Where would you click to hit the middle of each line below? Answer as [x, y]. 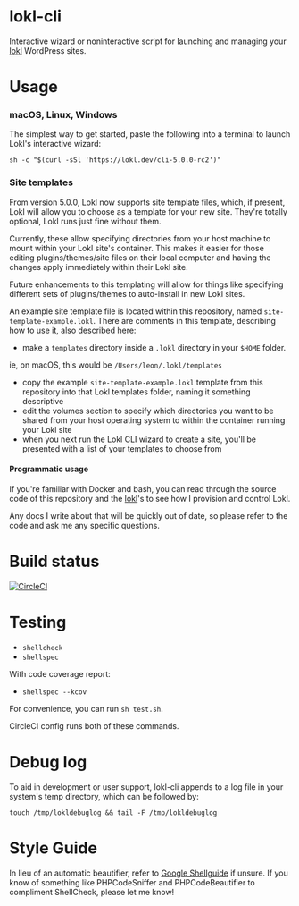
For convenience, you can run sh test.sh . [86, 708]
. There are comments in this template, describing [185, 320]
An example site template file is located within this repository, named [136, 311]
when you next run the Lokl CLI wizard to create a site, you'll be [139, 439]
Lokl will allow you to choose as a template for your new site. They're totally [149, 211]
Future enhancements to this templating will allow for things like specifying [146, 284]
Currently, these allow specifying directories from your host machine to [140, 238]
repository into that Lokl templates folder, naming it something [136, 392]
